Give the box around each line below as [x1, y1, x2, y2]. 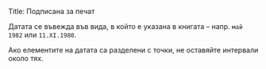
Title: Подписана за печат [8, 7, 95, 16]
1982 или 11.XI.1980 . [8, 31, 77, 39]
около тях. [8, 54, 44, 63]
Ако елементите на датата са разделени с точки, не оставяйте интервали [8, 45, 259, 54]
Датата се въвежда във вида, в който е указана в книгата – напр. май [8, 22, 244, 31]
